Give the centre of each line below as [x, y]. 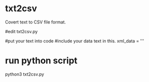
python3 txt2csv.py [25, 74]
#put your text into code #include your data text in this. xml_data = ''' [75, 41]
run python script [41, 61]
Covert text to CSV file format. [36, 22]
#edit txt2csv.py [21, 31]
